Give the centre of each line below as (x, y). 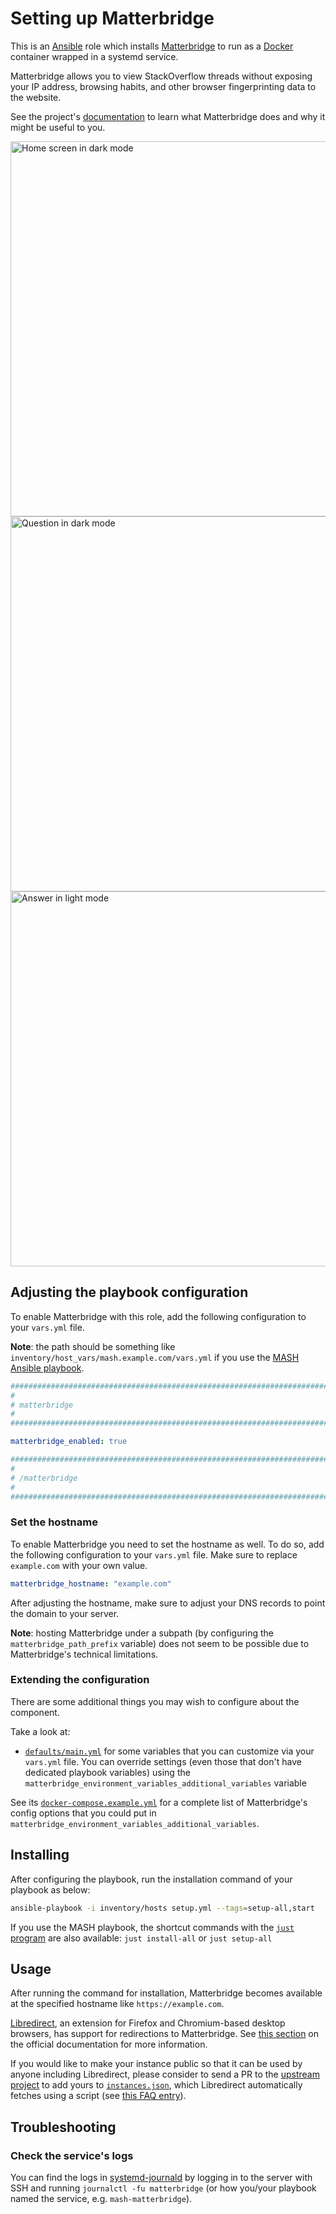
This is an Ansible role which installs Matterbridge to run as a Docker (152, 46)
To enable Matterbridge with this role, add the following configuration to (158, 1316)
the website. (36, 97)
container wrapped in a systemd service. (94, 56)
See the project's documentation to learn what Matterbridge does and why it (168, 116)
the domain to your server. (65, 1613)
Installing (40, 1855)
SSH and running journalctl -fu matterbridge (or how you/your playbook (163, 2188)
